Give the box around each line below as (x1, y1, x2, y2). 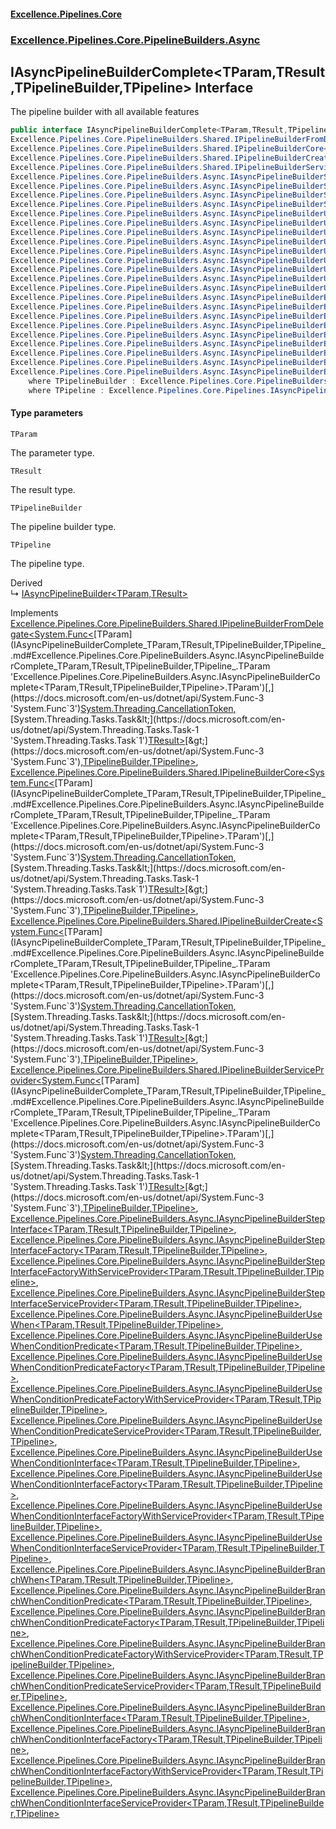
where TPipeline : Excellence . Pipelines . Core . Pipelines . (28, 385, 271, 395)
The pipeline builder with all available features (10, 106, 200, 118)
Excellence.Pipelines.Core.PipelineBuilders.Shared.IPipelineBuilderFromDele (10, 617, 324, 629)
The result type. (10, 483, 76, 495)
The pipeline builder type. (10, 520, 117, 532)
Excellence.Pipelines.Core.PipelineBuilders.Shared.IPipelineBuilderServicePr (10, 1063, 325, 1075)
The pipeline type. (10, 557, 85, 569)
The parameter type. (10, 446, 95, 459)
